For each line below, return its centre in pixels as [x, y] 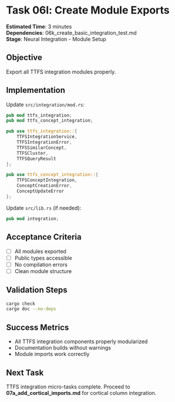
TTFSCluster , [33, 153]
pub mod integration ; [33, 218]
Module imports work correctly [52, 354]
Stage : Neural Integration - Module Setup [56, 39]
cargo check [21, 304]
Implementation [36, 90]
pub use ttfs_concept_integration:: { [52, 175]
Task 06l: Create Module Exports [88, 10]
